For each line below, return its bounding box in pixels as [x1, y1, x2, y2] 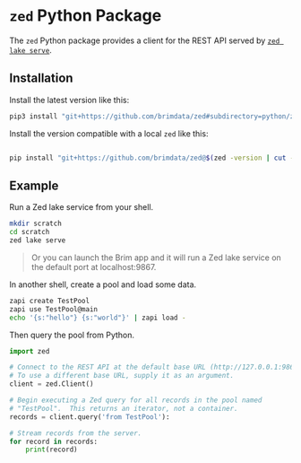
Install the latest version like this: [9, 94, 130, 105]
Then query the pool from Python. [9, 329, 135, 340]
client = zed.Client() [9, 380, 94, 389]
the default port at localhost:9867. [30, 261, 157, 272]
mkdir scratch [9, 219, 63, 229]
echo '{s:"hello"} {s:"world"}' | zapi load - [9, 313, 186, 322]
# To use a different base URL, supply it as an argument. [9, 371, 235, 380]
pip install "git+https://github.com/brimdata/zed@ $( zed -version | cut [9, 153, 287, 162]
